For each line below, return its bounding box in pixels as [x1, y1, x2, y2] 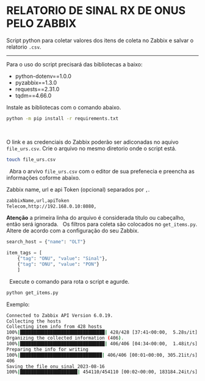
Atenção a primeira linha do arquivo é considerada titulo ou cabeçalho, [6, 214, 185, 222]
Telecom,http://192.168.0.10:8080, [6, 203, 97, 209]
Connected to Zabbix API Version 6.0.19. [6, 312, 113, 318]
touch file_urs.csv [6, 156, 56, 163]
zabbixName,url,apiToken [6, 197, 70, 204]
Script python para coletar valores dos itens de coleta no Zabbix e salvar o [6, 37, 194, 44]
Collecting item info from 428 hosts [6, 324, 103, 330]
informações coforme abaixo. [6, 174, 81, 181]
